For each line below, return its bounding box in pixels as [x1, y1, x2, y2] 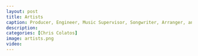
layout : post [6, 8, 38, 15]
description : [6, 24, 38, 31]
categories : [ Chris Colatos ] [6, 30, 78, 36]
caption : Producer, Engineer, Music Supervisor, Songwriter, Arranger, [6, 19, 186, 25]
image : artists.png [6, 36, 54, 41]
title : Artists [6, 14, 44, 20]
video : [6, 41, 22, 47]
